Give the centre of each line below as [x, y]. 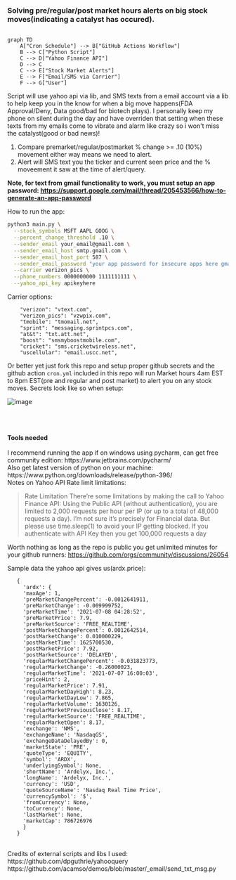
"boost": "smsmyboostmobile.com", [70, 341]
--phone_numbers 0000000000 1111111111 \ [75, 277]
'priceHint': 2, [47, 680]
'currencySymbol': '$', [58, 796]
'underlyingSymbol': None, [62, 766]
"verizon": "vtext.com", [56, 310]
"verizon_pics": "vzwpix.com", [66, 316]
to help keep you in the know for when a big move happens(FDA [100, 103]
